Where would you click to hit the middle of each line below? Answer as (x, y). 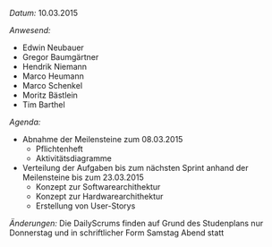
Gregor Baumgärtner (60, 57)
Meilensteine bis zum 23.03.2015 (83, 177)
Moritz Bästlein (50, 95)
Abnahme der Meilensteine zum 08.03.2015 (102, 139)
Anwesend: (30, 30)
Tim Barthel (43, 105)
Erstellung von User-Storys (85, 206)
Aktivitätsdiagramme (73, 158)
